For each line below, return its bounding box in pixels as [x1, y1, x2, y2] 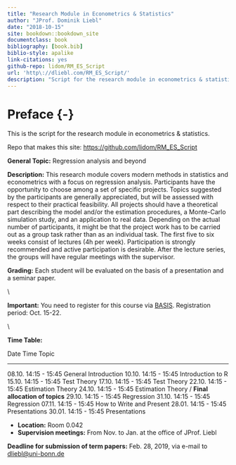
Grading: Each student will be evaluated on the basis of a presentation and [7, 266, 224, 275]
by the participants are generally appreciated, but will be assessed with [7, 193, 214, 201]
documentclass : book [7, 37, 68, 44]
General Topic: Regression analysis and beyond [7, 156, 146, 166]
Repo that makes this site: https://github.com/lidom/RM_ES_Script [7, 143, 198, 151]
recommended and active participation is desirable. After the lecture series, [7, 245, 226, 254]
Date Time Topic [7, 349, 55, 358]
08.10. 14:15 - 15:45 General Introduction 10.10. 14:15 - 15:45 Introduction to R [7, 370, 228, 378]
